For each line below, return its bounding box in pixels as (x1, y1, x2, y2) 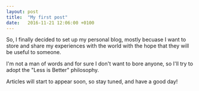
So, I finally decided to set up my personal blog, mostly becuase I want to (6, 36, 186, 43)
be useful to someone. (6, 49, 61, 56)
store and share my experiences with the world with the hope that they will (6, 42, 189, 49)
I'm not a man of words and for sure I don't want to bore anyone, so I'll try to (6, 60, 194, 67)
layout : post (6, 8, 39, 15)
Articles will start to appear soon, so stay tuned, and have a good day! (6, 78, 178, 85)
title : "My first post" (6, 14, 68, 20)
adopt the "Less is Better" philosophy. (6, 67, 99, 74)
